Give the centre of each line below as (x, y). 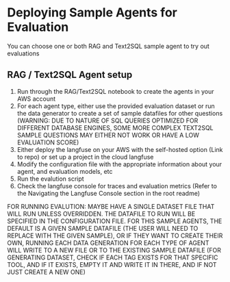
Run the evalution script (50, 179)
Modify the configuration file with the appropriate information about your (119, 164)
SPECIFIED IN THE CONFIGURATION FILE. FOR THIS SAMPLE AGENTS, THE (115, 221)
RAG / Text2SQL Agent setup (70, 75)
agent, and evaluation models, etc (65, 171)
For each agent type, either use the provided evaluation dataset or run (116, 106)
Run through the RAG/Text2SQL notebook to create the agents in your (115, 91)
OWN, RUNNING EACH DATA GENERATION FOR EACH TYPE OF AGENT (108, 243)
